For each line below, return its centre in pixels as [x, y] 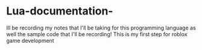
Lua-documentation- [60, 11]
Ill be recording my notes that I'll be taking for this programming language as [101, 28]
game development [30, 40]
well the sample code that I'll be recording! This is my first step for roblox [97, 34]
